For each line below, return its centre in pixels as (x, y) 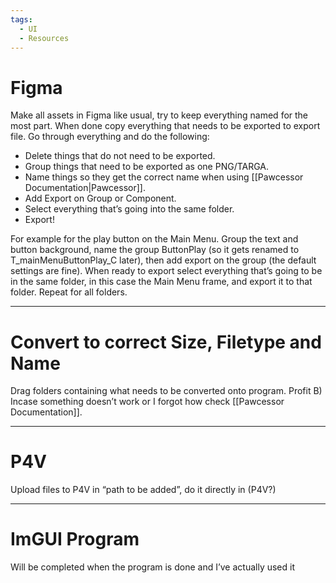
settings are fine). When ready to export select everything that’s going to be (166, 271)
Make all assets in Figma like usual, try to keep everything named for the (159, 115)
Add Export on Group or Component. (100, 198)
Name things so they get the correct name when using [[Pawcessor (164, 177)
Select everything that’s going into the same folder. (129, 209)
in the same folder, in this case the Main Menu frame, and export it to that (161, 282)
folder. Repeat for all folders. (69, 292)
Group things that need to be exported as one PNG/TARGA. (147, 167)
